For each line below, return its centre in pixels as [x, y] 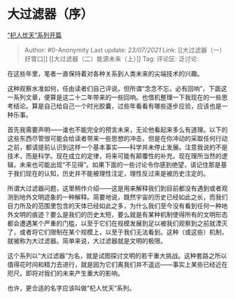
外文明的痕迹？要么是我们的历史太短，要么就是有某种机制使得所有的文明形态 [117, 214]
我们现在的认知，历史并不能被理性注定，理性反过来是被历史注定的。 [111, 173]
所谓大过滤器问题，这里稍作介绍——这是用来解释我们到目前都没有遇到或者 [114, 188]
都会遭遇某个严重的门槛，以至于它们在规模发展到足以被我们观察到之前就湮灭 [117, 223]
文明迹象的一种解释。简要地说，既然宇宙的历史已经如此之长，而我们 [129, 197]
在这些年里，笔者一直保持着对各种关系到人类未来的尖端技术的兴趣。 [105, 74]
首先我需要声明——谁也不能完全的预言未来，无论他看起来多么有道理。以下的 [117, 130]
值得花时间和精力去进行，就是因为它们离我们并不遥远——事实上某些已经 [111, 264]
